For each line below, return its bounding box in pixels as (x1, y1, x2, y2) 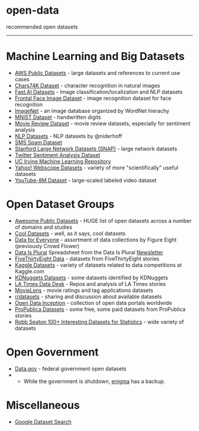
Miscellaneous (6, 398, 80, 412)
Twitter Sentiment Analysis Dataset (14, 151, 101, 158)
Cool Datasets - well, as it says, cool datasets (14, 229, 126, 237)
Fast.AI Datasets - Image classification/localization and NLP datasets (14, 88, 183, 95)
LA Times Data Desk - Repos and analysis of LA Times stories (14, 280, 166, 287)
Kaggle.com (14, 268, 44, 275)
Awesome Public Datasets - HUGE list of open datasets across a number (14, 217, 192, 224)
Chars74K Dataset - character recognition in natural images (14, 81, 161, 89)
